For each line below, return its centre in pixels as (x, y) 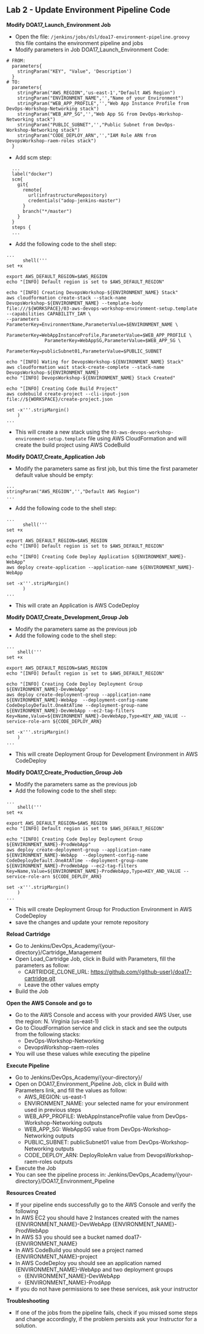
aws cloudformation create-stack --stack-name (66, 298)
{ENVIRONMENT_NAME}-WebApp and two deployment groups (94, 1269)
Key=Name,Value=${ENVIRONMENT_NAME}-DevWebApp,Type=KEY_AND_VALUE (92, 716)
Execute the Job (36, 1168)
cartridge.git (40, 978)
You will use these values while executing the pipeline (83, 1053)
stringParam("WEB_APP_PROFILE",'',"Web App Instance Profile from (103, 103)
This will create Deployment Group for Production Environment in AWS (104, 909)
